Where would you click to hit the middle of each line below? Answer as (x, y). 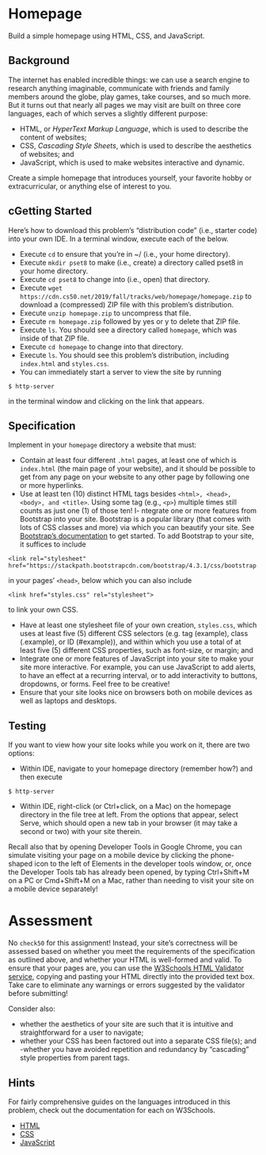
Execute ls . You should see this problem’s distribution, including (124, 355)
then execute (41, 777)
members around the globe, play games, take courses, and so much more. (129, 97)
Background (39, 61)
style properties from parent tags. (75, 1058)
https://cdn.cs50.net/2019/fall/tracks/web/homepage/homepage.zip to (135, 296)
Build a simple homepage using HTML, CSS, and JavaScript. (106, 36)
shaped (21, 863)
